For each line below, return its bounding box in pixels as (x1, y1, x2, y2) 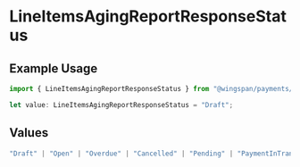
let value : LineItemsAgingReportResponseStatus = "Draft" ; (9, 100, 234, 109)
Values (9, 125, 49, 140)
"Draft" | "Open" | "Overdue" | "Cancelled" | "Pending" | (9, 149, 234, 158)
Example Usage (9, 61, 98, 76)
